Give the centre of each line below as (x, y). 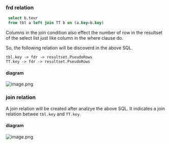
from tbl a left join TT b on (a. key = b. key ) (56, 23)
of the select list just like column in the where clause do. (65, 38)
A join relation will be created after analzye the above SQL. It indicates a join (85, 108)
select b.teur (23, 18)
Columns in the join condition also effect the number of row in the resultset (84, 33)
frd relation (20, 8)
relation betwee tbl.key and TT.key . (43, 114)
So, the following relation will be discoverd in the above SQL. (69, 48)
